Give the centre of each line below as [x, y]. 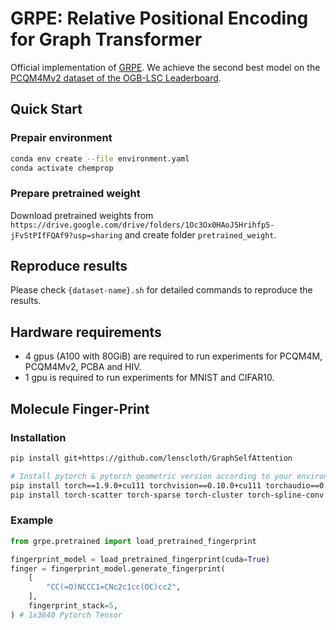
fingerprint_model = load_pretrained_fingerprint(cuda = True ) [140, 559]
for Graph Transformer [106, 39]
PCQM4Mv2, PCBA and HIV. [83, 367]
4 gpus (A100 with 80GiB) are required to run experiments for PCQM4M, [173, 356]
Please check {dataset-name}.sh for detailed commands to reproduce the [161, 290]
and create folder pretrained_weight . [200, 234]
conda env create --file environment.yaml [100, 158]
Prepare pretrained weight [75, 194]
